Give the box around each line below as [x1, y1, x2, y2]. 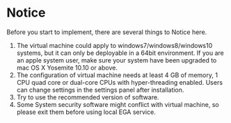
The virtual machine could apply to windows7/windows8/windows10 [16, 41, 213, 49]
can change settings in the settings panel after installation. [16, 85, 184, 94]
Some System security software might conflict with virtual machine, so [16, 100, 220, 108]
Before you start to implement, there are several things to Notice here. [6, 28, 207, 36]
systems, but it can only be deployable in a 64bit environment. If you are [16, 49, 224, 57]
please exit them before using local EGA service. [16, 108, 156, 116]
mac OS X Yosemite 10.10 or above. [16, 63, 118, 72]
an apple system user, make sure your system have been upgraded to [16, 56, 217, 64]
